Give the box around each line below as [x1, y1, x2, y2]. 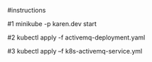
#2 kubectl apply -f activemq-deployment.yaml [7, 33, 146, 42]
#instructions [7, 6, 46, 14]
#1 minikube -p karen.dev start [7, 20, 97, 27]
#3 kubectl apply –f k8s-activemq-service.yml [7, 47, 143, 55]
